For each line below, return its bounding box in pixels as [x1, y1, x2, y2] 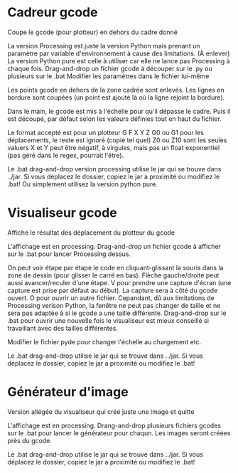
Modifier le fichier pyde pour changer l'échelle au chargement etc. [7, 337, 202, 346]
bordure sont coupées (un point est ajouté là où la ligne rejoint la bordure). [7, 93, 225, 102]
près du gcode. [7, 436, 52, 445]
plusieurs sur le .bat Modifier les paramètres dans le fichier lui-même [7, 72, 210, 80]
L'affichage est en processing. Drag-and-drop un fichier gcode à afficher [7, 242, 222, 250]
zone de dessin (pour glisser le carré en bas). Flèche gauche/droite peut [7, 271, 220, 280]
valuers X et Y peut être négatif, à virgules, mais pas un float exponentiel [7, 143, 220, 152]
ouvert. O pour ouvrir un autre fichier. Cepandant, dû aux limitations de [7, 293, 215, 302]
